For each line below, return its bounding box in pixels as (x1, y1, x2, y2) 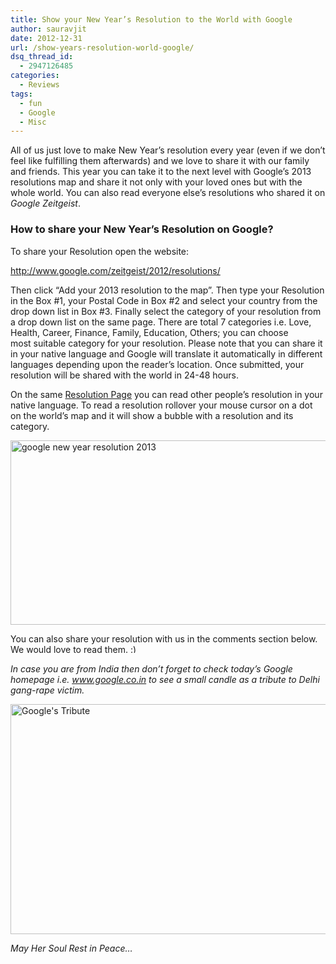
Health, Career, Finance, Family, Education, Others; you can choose (10, 326, 289, 338)
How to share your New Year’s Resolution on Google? (10, 222, 274, 236)
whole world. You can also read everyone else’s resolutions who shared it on (10, 187, 326, 199)
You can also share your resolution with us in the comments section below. (10, 632, 318, 645)
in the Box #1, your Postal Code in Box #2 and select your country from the (10, 294, 318, 306)
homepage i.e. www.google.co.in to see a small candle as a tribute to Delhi (10, 673, 320, 685)
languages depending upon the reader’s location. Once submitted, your (10, 358, 305, 370)
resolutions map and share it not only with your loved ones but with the (10, 176, 303, 188)
